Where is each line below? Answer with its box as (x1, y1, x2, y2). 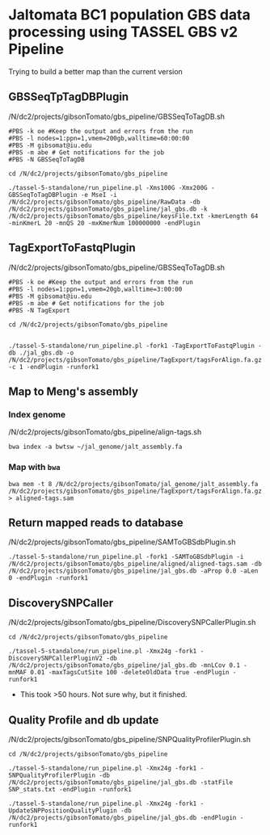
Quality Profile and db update (8, 713, 159, 727)
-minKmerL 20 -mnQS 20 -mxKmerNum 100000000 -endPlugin (8, 219, 200, 227)
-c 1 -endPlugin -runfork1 (8, 363, 99, 371)
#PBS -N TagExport (8, 306, 70, 314)
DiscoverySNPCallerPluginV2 (8, 654, 103, 663)
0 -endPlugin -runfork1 (8, 574, 89, 582)
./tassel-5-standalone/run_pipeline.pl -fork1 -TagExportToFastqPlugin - (8, 342, 263, 350)
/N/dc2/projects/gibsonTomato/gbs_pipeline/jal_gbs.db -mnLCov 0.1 (8, 661, 241, 669)
